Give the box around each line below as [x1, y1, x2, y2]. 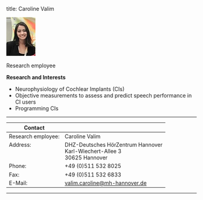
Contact [24, 124, 45, 131]
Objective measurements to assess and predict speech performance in [14, 92, 192, 99]
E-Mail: [8, 179, 28, 187]
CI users [14, 98, 36, 105]
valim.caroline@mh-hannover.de [64, 179, 147, 187]
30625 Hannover [64, 154, 108, 161]
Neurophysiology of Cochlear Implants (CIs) [14, 85, 125, 93]
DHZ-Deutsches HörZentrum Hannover [64, 141, 163, 148]
